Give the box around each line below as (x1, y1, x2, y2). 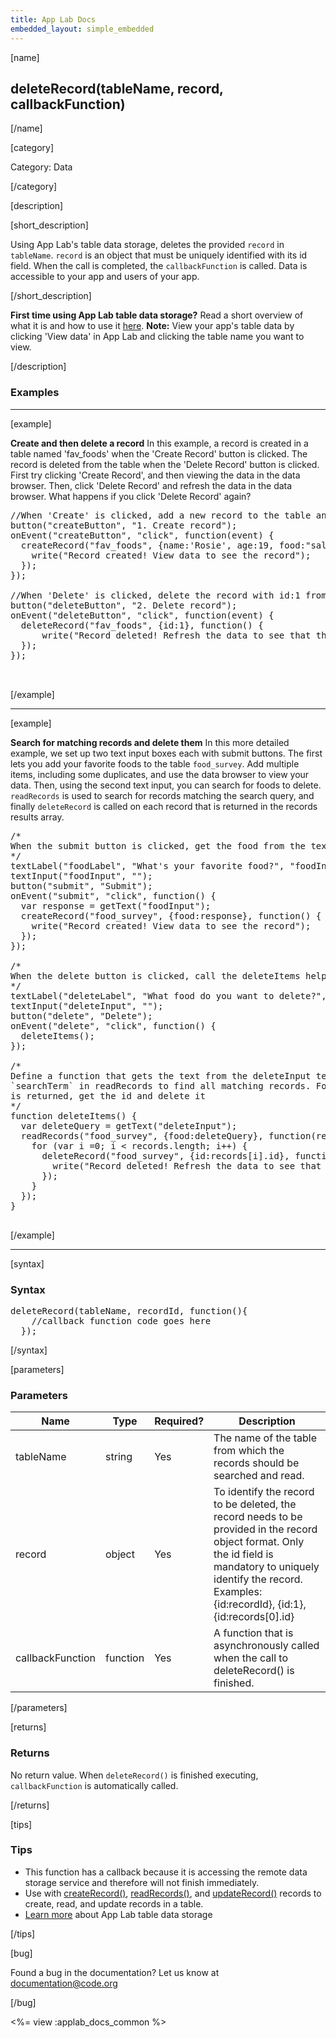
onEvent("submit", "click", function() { (10, 890, 217, 901)
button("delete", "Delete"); (10, 1010, 153, 1021)
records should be (213, 1456, 300, 1470)
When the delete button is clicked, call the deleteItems (10, 970, 301, 981)
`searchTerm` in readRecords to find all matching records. (10, 1080, 312, 1091)
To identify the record (213, 1485, 315, 1499)
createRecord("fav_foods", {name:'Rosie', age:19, (20, 539, 275, 551)
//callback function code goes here (31, 1315, 212, 1326)
